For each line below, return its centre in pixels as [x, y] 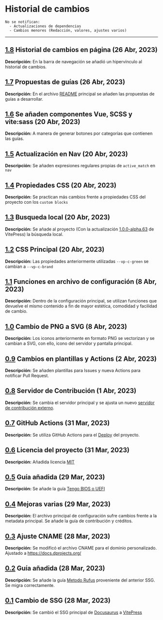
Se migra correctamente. [30, 585]
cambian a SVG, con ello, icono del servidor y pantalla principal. [69, 343]
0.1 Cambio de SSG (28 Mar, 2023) [58, 601]
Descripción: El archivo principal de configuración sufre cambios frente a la [81, 516]
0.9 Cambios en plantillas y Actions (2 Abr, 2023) [81, 359]
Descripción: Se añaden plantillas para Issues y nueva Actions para [73, 371]
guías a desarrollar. [24, 99]
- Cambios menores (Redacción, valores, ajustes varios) [68, 30]
